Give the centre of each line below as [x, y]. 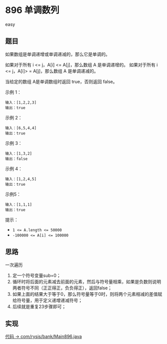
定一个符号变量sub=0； [37, 275]
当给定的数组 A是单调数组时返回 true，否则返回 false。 [61, 81]
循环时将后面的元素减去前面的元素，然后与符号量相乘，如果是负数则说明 [86, 281]
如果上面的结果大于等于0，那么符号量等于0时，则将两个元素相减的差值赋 [87, 294]
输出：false [16, 159]
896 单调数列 [32, 10]
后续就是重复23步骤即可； [39, 306]
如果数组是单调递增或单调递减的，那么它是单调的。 [58, 54]
